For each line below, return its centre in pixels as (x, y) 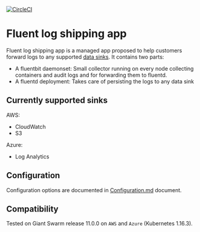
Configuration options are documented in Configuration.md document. (94, 190)
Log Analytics (32, 156)
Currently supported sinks (57, 101)
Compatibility (32, 209)
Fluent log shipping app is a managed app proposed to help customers (94, 50)
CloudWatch (31, 126)
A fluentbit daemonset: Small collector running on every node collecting (104, 68)
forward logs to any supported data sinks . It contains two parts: (85, 57)
